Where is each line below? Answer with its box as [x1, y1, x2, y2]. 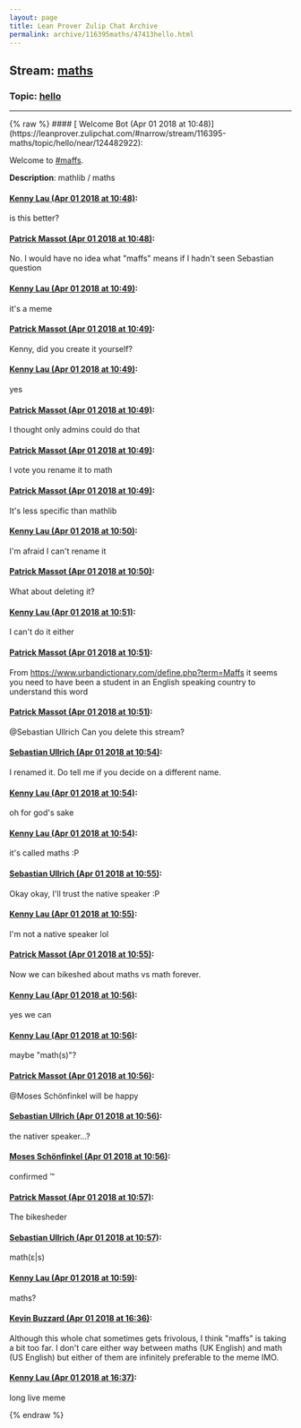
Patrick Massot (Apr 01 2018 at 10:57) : [9, 1191, 154, 1202]
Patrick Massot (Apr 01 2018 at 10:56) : [9, 1070, 155, 1080]
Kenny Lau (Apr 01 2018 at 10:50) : [9, 526, 138, 537]
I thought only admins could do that [9, 425, 141, 435]
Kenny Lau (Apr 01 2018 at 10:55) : [9, 908, 138, 919]
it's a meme [9, 303, 53, 314]
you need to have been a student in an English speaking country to [9, 676, 256, 687]
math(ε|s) [9, 1252, 45, 1263]
